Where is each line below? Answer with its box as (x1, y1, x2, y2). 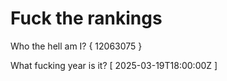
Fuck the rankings (10, 7, 163, 30)
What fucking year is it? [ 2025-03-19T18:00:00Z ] (10, 59, 218, 71)
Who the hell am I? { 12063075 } (10, 40, 143, 52)
